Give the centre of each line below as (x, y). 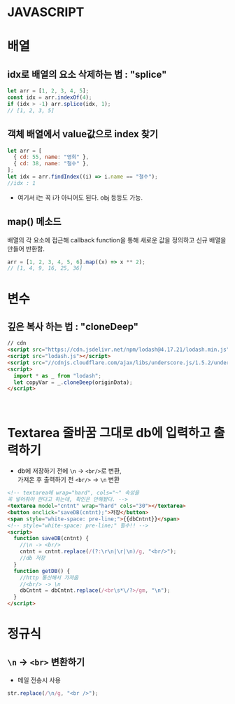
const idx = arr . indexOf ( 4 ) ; (50, 98)
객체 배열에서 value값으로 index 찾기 (83, 134)
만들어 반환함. (26, 249)
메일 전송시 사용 (39, 680)
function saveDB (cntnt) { (51, 539)
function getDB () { (42, 571)
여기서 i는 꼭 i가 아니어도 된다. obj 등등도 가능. (80, 198)
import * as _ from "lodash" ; (57, 375)
